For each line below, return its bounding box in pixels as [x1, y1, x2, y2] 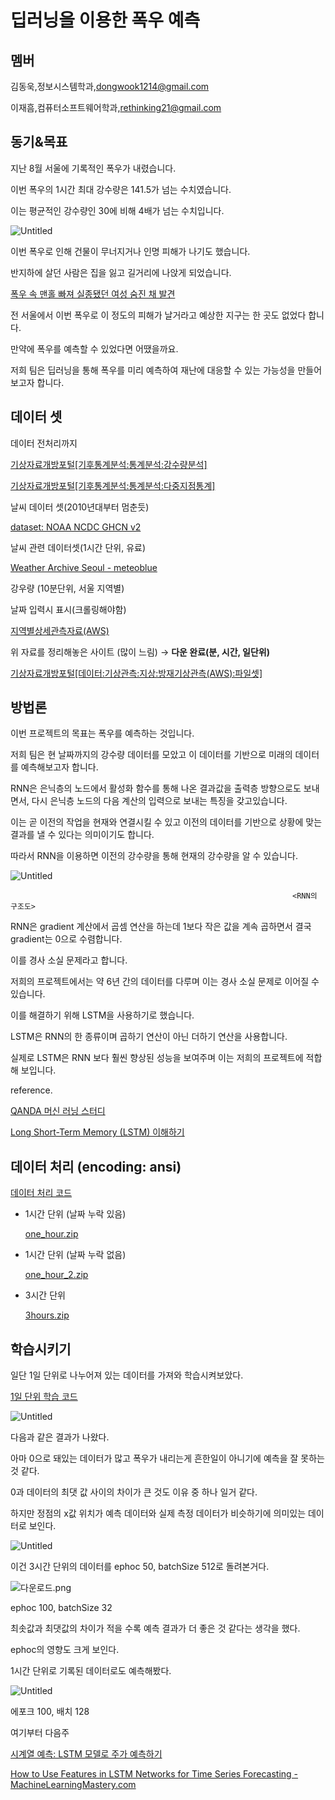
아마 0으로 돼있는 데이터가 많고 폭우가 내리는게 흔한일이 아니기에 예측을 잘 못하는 [10, 1452, 325, 1465]
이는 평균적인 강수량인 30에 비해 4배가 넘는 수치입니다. [10, 204, 225, 216]
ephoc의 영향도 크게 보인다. [10, 1644, 120, 1656]
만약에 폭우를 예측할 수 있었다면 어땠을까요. [10, 342, 179, 355]
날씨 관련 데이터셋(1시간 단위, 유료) [10, 541, 147, 553]
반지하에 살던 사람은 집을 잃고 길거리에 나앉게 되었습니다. [10, 266, 232, 278]
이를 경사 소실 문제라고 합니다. [10, 954, 128, 966]
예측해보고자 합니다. [20, 761, 99, 773]
